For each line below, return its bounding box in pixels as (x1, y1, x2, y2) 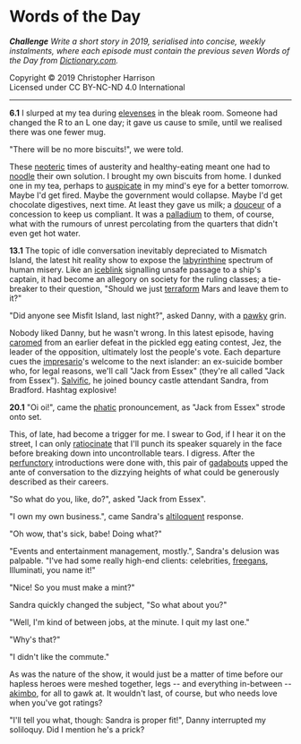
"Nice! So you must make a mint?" (9, 582, 136, 593)
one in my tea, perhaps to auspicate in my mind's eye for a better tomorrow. (9, 180, 289, 191)
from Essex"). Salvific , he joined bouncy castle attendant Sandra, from (9, 374, 269, 386)
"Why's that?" (9, 634, 61, 645)
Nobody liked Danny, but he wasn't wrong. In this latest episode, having (9, 327, 274, 338)
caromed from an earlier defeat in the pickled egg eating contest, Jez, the (9, 337, 282, 347)
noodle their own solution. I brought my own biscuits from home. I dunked (9, 170, 282, 181)
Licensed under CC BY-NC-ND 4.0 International (9, 81, 185, 92)
